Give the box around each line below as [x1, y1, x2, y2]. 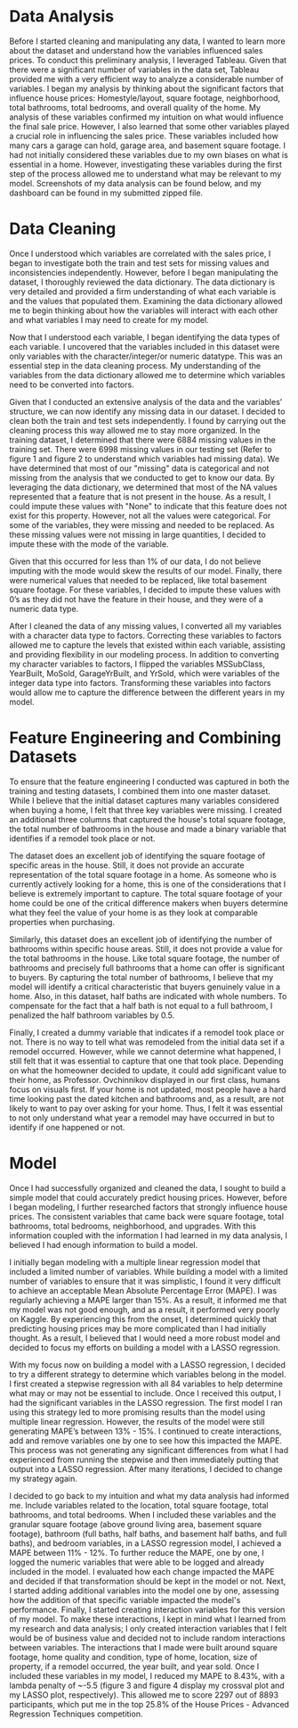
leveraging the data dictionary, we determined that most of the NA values [9, 482, 278, 492]
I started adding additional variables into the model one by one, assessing [9, 1585, 280, 1596]
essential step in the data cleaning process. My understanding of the [9, 360, 261, 371]
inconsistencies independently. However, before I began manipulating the [9, 267, 278, 277]
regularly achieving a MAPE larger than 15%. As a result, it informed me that [9, 1294, 287, 1305]
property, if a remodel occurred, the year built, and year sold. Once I [9, 1661, 260, 1672]
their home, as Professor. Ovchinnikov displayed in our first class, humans [9, 1074, 280, 1085]
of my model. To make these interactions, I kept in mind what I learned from [9, 1613, 286, 1625]
